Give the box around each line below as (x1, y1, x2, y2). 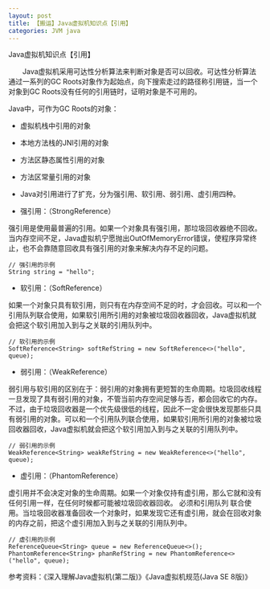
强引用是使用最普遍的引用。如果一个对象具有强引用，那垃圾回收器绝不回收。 (8, 223, 262, 233)
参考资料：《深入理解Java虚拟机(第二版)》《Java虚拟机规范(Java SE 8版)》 (8, 572, 252, 582)
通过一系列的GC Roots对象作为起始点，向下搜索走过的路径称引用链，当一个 (8, 77, 259, 87)
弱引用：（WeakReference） (19, 367, 112, 377)
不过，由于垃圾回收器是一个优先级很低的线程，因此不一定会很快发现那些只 (8, 404, 255, 414)
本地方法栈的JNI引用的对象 (19, 138, 110, 148)
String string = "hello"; (8, 268, 95, 276)
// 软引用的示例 (8, 338, 55, 346)
